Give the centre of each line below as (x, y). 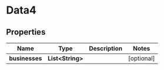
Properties (26, 32)
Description (106, 49)
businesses (26, 58)
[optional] (141, 58)
